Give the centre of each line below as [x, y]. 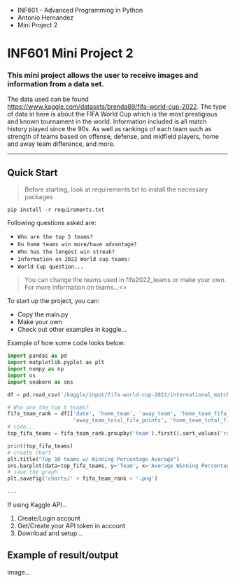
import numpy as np [36, 369]
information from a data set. [56, 84]
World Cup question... [50, 267]
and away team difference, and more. [61, 144]
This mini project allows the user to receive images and [102, 75]
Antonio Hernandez [45, 18]
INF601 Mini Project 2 [71, 54]
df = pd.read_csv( [34, 395]
